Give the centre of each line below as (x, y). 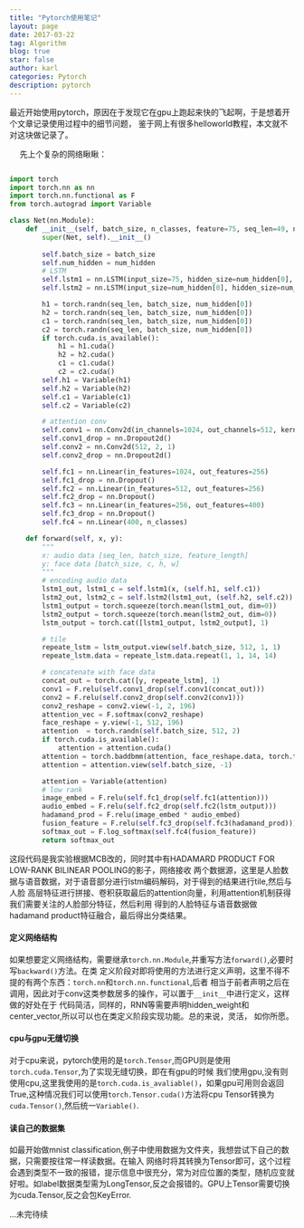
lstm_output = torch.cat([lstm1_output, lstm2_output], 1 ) (156, 623)
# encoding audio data (85, 580)
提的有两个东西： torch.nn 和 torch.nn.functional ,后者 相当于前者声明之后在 (150, 982)
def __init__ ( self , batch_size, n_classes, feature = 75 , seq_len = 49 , (157, 229)
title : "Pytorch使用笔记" (56, 18)
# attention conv (74, 422)
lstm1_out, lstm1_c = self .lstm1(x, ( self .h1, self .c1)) (151, 590)
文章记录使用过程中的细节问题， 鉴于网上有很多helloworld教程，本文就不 (152, 123)
